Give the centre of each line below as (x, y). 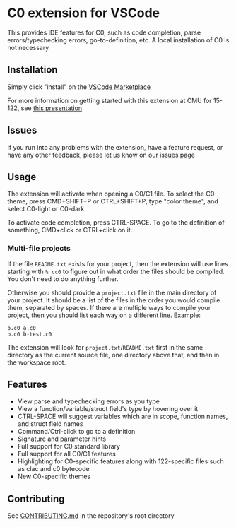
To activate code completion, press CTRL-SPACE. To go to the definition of (116, 223)
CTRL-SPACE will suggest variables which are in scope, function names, (123, 416)
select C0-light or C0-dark (46, 209)
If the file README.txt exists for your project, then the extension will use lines (118, 263)
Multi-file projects (39, 249)
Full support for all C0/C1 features (67, 454)
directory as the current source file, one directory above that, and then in (113, 355)
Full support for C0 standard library (69, 446)
